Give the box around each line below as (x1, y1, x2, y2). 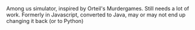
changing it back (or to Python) (6, 18, 84, 24)
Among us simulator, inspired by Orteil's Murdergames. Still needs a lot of (6, 5, 190, 12)
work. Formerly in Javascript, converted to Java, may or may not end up (6, 11, 186, 18)
